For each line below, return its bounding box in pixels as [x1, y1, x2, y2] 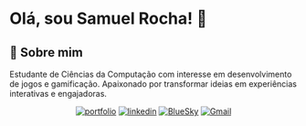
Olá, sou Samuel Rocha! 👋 [9, 8, 207, 29]
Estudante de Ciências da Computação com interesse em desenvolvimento [9, 68, 292, 79]
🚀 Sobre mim [9, 45, 84, 60]
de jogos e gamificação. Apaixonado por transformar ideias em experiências [9, 79, 297, 89]
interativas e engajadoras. [9, 89, 108, 99]
